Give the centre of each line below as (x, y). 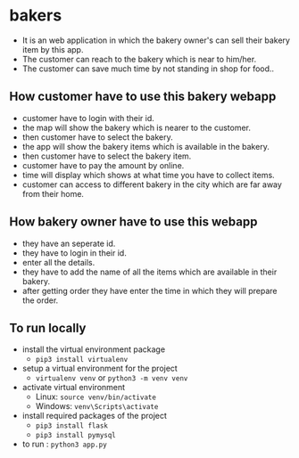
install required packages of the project (95, 416)
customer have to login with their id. (88, 118)
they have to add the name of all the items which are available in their (149, 272)
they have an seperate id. (69, 243)
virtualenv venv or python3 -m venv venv (112, 378)
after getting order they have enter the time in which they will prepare (149, 290)
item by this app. (53, 49)
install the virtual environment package (94, 349)
